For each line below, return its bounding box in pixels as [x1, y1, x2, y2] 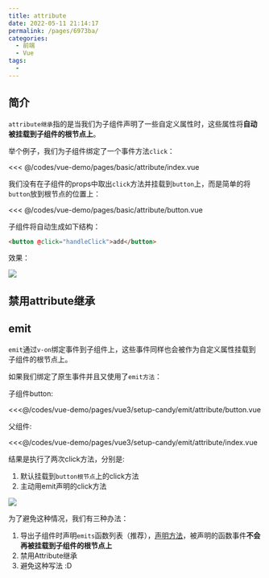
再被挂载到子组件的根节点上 [19, 540, 113, 550]
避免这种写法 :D [19, 560, 72, 570]
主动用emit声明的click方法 [19, 481, 107, 491]
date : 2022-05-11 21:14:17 [8, 19, 99, 27]
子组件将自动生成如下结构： [8, 221, 101, 231]
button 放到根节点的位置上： [8, 188, 101, 198]
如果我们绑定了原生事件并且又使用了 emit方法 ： [8, 371, 163, 381]
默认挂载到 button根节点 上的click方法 [19, 471, 139, 481]
